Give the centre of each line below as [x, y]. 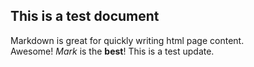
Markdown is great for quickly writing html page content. [127, 40]
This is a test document [85, 16]
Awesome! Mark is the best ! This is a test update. [112, 51]
